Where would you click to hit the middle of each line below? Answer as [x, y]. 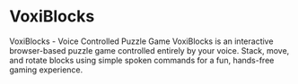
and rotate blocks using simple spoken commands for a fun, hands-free [142, 60]
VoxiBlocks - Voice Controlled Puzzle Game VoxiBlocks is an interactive [141, 41]
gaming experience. [46, 70]
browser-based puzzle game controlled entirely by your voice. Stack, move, [149, 50]
